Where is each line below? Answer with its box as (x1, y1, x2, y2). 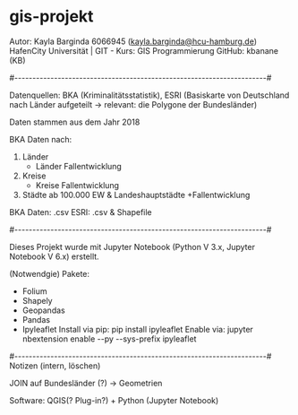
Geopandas (21, 305, 65, 316)
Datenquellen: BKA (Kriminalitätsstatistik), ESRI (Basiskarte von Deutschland (9, 90, 290, 100)
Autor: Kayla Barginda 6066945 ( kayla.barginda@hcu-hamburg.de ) (9, 36, 258, 47)
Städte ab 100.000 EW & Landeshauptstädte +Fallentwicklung (21, 189, 251, 200)
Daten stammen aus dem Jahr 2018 (9, 117, 140, 127)
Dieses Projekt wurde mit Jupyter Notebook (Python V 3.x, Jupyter (9, 241, 255, 252)
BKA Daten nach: (9, 134, 72, 144)
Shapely (21, 295, 53, 306)
